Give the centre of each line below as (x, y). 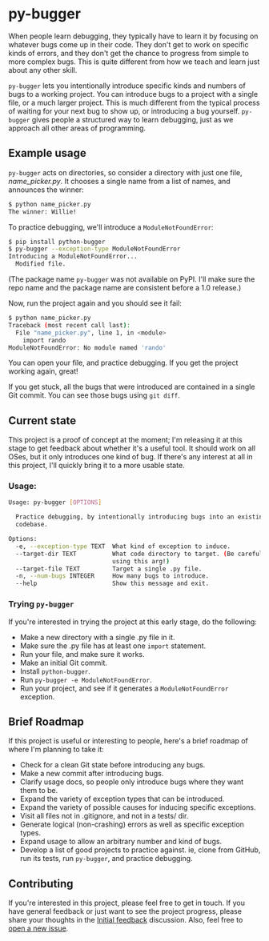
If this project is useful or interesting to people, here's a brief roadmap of (128, 741)
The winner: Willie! (43, 212)
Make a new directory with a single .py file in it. (97, 637)
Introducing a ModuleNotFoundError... (73, 257)
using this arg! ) (141, 561)
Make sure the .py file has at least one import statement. (113, 646)
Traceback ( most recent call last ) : (69, 325)
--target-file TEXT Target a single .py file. (109, 569)
